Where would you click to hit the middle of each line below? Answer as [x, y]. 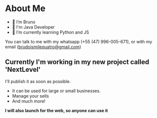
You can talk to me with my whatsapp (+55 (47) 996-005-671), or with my [79, 41]
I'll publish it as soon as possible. [38, 81]
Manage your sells [31, 96]
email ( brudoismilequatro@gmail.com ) [43, 47]
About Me [25, 8]
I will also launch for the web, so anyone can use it [56, 110]
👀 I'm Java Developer [33, 27]
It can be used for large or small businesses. [56, 91]
